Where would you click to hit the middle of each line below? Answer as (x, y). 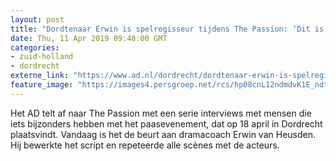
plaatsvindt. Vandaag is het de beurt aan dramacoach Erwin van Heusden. (163, 134)
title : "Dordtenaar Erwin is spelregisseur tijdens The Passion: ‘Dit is (167, 29)
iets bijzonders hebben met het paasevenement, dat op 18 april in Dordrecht (166, 123)
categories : (35, 47)
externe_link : (40, 76)
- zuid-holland (42, 57)
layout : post (37, 19)
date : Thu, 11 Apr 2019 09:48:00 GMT (89, 38)
